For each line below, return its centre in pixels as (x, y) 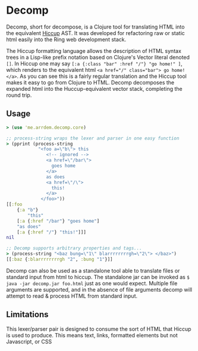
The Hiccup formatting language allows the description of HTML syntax (94, 50)
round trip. (19, 95)
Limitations (27, 314)
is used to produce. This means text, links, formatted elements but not (92, 335)
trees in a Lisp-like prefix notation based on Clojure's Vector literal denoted (98, 57)
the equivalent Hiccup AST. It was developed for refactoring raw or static (96, 33)
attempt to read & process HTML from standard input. (72, 296)
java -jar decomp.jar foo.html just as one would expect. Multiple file (92, 283)
